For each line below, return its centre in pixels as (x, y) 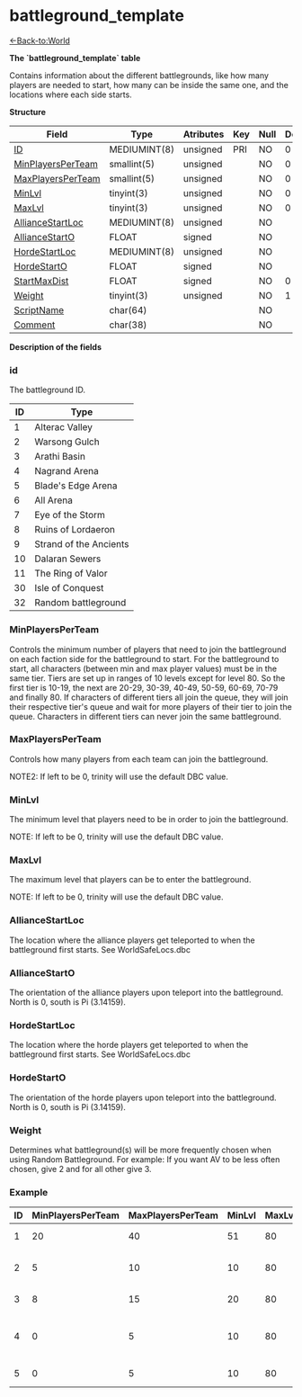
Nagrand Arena (67, 471)
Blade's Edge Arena (76, 486)
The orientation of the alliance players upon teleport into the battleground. (147, 993)
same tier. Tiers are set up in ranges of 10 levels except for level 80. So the (147, 678)
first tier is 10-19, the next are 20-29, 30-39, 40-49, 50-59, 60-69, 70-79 (144, 687)
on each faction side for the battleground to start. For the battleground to (144, 658)
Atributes (204, 134)
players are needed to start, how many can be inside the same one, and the (149, 85)
